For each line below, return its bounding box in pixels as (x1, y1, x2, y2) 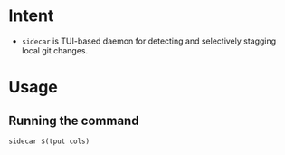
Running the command (8, 112, 139, 128)
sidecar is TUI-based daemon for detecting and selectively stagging (21, 35, 277, 46)
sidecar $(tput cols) (8, 137, 90, 146)
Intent (8, 5, 54, 26)
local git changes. (21, 44, 88, 55)
